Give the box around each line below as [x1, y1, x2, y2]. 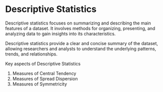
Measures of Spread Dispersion [12, 75, 78, 81]
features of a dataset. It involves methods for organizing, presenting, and [5, 25, 155, 31]
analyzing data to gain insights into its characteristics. [5, 30, 116, 36]
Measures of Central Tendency [12, 70, 76, 76]
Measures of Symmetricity [12, 81, 67, 87]
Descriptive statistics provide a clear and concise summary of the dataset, [5, 40, 158, 46]
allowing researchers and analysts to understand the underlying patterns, [5, 45, 156, 51]
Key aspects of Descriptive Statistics [5, 60, 81, 66]
